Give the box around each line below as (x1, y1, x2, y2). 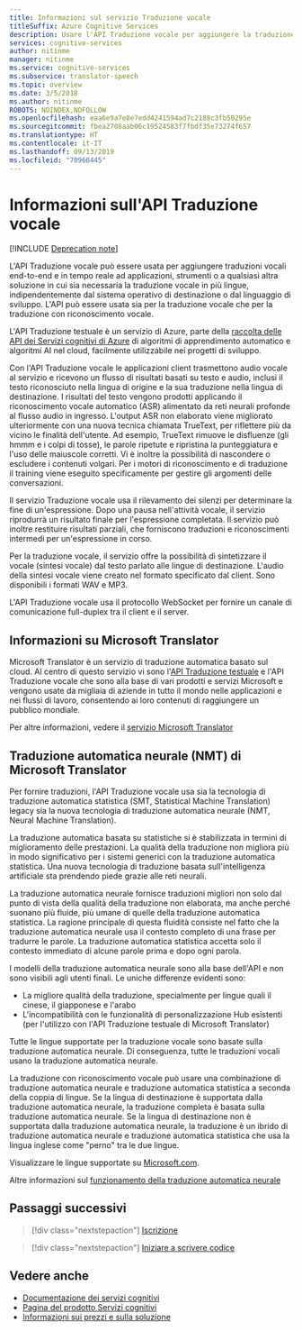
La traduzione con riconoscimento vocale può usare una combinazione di (9, 1073, 281, 1084)
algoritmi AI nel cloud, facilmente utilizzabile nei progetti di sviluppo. (9, 345, 262, 356)
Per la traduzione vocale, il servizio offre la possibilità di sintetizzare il (9, 551, 267, 561)
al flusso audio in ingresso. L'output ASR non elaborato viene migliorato (9, 411, 273, 422)
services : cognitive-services (9, 38, 123, 48)
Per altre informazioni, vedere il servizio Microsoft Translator (9, 722, 234, 733)
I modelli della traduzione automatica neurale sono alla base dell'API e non (9, 963, 285, 974)
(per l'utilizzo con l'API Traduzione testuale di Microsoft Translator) (22, 1019, 270, 1030)
